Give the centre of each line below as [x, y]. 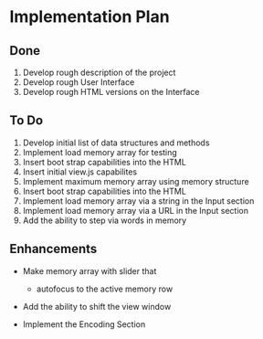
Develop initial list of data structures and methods [116, 143]
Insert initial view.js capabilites [80, 172]
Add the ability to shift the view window [97, 306]
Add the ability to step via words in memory [105, 220]
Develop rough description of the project [99, 72]
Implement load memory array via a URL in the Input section [136, 210]
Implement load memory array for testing [100, 152]
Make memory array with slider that [89, 270]
